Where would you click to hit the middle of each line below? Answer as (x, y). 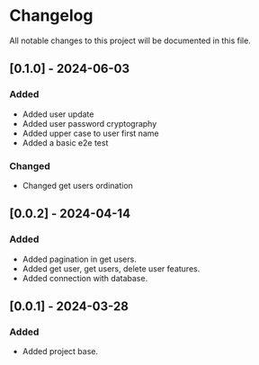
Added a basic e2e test (65, 142)
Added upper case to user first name (90, 133)
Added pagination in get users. (79, 259)
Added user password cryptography (89, 123)
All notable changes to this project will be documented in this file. (130, 40)
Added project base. (60, 352)
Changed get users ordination (77, 185)
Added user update (58, 114)
